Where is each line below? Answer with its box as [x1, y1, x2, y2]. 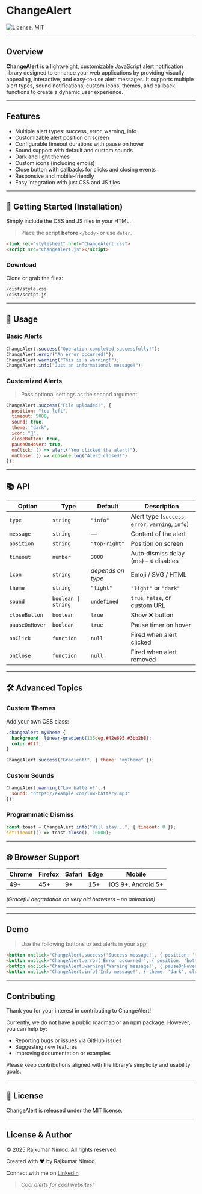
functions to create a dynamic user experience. [6, 88, 123, 95]
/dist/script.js [6, 292, 47, 298]
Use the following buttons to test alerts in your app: [20, 940, 148, 948]
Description [144, 502, 179, 511]
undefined [90, 598, 119, 605]
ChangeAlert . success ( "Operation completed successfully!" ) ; [6, 346, 161, 352]
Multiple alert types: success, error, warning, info [14, 127, 137, 134]
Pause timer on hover [130, 621, 191, 630]
